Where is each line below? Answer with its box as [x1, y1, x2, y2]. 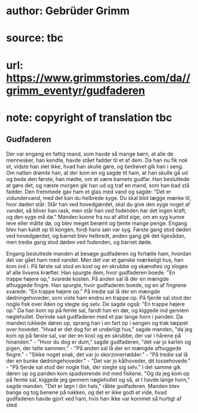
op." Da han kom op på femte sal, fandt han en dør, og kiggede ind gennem [6, 307, 189, 314]
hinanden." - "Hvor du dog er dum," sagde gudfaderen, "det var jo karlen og [6, 338, 191, 345]
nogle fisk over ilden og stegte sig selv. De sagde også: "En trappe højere [6, 300, 185, 307]
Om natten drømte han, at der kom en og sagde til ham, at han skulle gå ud [6, 169, 188, 176]
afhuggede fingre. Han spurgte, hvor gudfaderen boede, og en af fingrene [6, 281, 187, 288]
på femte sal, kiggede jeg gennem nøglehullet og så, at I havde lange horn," [6, 376, 190, 383]
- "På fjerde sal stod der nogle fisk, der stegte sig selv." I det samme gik [6, 363, 181, 370]
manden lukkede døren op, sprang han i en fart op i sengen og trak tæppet [6, 319, 188, 326]
